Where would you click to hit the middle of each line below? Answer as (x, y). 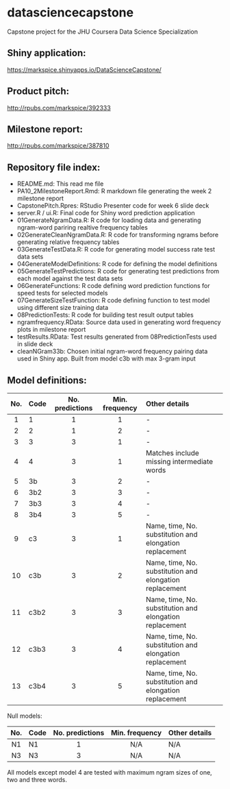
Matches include (173, 453)
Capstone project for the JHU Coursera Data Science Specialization (103, 32)
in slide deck (35, 344)
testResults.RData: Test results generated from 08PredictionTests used (117, 337)
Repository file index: (54, 167)
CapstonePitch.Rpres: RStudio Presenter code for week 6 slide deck (113, 206)
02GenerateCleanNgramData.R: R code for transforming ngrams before (118, 235)
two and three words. (37, 780)
